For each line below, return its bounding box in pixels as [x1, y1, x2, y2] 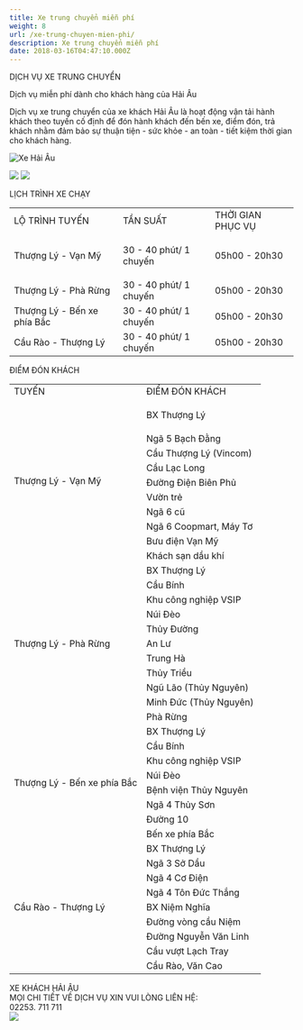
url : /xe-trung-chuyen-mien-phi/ [9, 30, 135, 39]
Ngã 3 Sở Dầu [145, 857, 206, 870]
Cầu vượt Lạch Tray [145, 945, 229, 958]
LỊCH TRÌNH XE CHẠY [9, 188, 91, 199]
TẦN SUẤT [123, 214, 168, 227]
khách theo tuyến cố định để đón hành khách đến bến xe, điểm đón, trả [9, 116, 276, 127]
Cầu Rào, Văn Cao [145, 960, 223, 972]
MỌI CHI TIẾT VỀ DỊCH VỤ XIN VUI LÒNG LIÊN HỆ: [9, 992, 198, 1003]
